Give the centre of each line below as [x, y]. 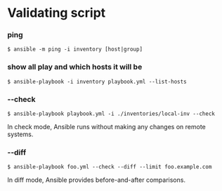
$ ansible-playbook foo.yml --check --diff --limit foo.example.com [110, 167]
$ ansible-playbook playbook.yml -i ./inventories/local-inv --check [111, 114]
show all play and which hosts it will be [75, 67]
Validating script [57, 13]
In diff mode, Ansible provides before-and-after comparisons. [97, 180]
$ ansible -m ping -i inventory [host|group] [75, 50]
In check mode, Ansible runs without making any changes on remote [106, 127]
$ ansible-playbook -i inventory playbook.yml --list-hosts [97, 81]
